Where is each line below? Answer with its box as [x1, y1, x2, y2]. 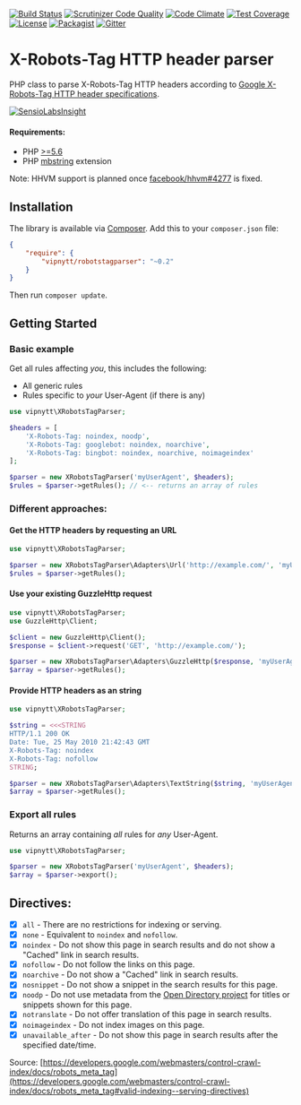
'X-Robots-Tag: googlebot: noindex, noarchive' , [25, 440, 211, 449]
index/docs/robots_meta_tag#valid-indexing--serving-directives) [9, 1085, 249, 1096]
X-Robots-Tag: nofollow [9, 754, 99, 764]
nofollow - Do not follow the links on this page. [21, 959, 195, 970]
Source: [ [9, 1057, 43, 1067]
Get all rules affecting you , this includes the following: [9, 363, 208, 374]
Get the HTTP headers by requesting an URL [9, 524, 177, 535]
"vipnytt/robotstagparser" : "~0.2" [41, 256, 175, 266]
